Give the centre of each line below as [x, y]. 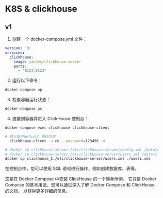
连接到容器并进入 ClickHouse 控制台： [50, 119]
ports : [20, 66]
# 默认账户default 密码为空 [30, 137]
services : [15, 53]
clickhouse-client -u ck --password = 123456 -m [57, 141]
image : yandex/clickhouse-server [48, 61]
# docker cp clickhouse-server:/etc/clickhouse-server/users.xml [72, 154]
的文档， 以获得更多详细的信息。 [38, 191]
